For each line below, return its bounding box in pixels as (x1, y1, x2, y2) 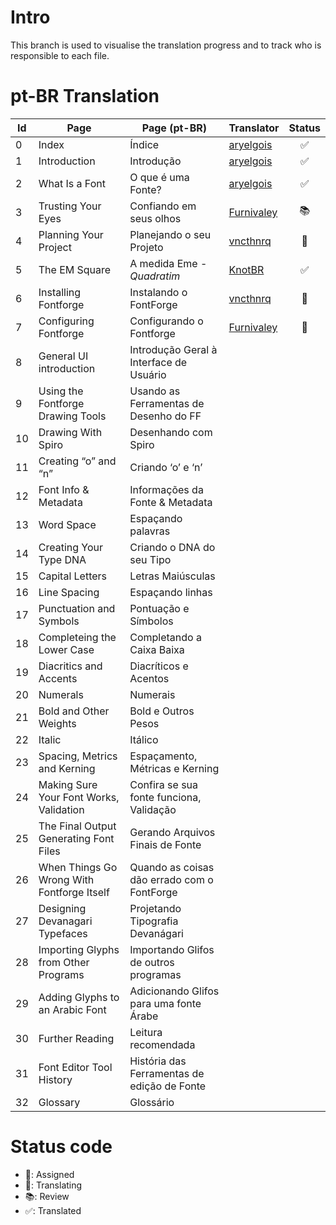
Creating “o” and (38, 454, 117, 468)
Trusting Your (38, 199, 102, 213)
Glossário (129, 1095, 175, 1109)
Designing (38, 901, 87, 915)
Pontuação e (129, 601, 190, 615)
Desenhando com (129, 425, 213, 439)
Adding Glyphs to (38, 990, 120, 1004)
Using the (38, 384, 84, 398)
